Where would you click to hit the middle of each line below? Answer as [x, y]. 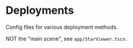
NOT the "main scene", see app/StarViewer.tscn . [66, 38]
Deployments [40, 10]
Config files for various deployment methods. [62, 27]
